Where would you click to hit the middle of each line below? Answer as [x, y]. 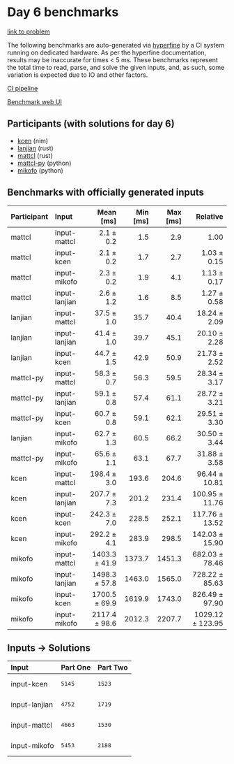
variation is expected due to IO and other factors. [78, 75]
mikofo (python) [40, 170]
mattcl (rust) [35, 155]
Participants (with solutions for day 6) [91, 124]
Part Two [112, 668]
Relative [210, 216]
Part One [76, 668]
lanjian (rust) [35, 148]
